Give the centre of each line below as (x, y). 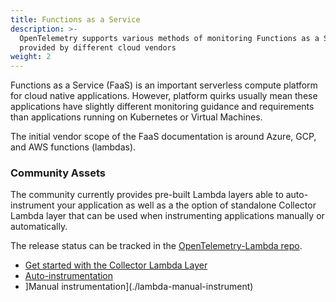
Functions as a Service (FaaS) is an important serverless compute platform (164, 85)
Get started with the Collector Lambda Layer (116, 265)
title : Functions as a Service (75, 19)
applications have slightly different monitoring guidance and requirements (162, 107)
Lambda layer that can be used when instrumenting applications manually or (167, 216)
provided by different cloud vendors (98, 47)
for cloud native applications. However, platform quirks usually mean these (164, 96)
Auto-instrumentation (69, 276)
